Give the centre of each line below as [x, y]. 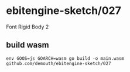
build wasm [28, 45]
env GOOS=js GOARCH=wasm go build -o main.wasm [65, 58]
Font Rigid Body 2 [28, 27]
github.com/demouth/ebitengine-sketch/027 [59, 63]
